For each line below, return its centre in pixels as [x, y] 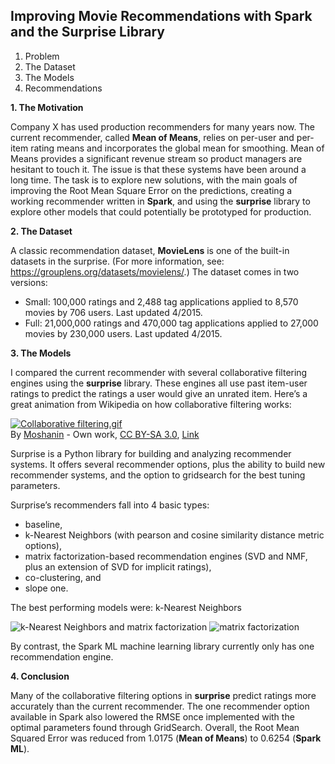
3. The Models [41, 353]
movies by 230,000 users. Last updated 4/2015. [123, 333]
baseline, [43, 524]
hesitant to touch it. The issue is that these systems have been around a [158, 169]
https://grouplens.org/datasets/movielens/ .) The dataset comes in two [155, 271]
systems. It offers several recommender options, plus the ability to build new [168, 464]
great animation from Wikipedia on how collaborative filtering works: [151, 404]
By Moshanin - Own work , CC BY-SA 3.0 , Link [105, 434]
